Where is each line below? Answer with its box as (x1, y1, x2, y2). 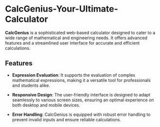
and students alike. (12, 82, 50, 88)
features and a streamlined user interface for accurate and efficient (5, 40, 140, 46)
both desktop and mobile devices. (12, 102, 80, 108)
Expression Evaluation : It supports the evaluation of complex (12, 72, 135, 78)
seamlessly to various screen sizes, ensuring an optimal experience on (12, 97, 154, 103)
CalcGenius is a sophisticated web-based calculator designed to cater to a (5, 30, 156, 35)
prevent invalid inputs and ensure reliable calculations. (12, 116, 122, 122)
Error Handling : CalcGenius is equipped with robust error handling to (12, 111, 151, 117)
